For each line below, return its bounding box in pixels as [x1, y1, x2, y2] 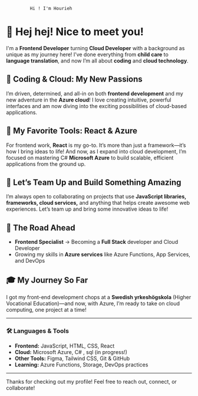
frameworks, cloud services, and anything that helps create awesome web [6, 199, 190, 207]
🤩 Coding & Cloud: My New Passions [6, 74, 143, 84]
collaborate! [6, 384, 35, 392]
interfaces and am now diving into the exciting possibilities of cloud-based [6, 102, 187, 109]
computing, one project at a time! [6, 306, 87, 313]
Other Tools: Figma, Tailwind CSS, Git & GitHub [14, 355, 130, 362]
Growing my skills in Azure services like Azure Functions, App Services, [14, 251, 190, 258]
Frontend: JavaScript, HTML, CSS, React [14, 342, 115, 349]
